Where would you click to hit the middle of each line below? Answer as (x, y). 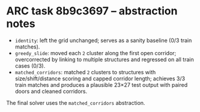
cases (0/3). (30, 66)
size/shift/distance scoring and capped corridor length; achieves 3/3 (100, 78)
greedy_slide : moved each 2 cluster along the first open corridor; (95, 53)
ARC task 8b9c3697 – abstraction (92, 11)
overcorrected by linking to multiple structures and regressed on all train (104, 59)
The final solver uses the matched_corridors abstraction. (76, 102)
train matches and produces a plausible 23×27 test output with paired (101, 84)
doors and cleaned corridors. (51, 91)
